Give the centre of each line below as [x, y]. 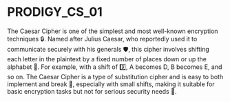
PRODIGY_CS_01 [55, 12]
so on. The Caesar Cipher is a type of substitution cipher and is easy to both [115, 76]
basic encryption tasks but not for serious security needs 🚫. [92, 91]
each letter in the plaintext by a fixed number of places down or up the [107, 59]
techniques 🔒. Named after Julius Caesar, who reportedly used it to [102, 39]
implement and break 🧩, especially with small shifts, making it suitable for [111, 84]
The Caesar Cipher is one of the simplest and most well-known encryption [113, 31]
